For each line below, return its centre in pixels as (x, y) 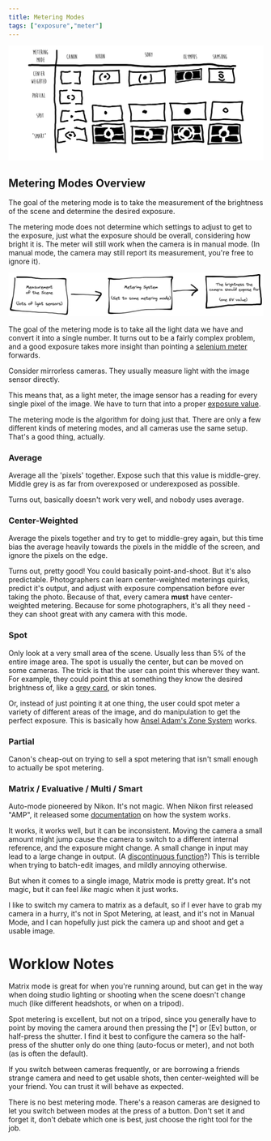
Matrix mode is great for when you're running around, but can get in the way (135, 986)
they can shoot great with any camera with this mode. (98, 614)
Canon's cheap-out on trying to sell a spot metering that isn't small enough (133, 759)
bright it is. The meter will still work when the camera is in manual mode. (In (134, 244)
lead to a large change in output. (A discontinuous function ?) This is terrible (134, 856)
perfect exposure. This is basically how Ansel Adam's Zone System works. (133, 720)
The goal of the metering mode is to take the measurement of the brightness (136, 203)
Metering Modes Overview (77, 183)
